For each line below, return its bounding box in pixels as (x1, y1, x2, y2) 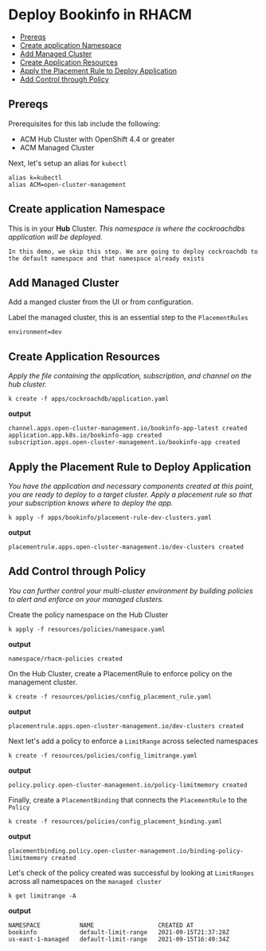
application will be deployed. (8, 232, 103, 241)
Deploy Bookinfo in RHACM (8, 6, 193, 24)
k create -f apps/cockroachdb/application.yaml (8, 395, 170, 403)
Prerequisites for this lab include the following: (8, 118, 161, 129)
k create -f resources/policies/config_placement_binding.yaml (8, 817, 223, 826)
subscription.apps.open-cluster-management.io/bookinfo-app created (8, 438, 241, 446)
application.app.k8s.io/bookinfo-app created (8, 431, 162, 440)
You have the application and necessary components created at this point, (8, 481, 255, 490)
